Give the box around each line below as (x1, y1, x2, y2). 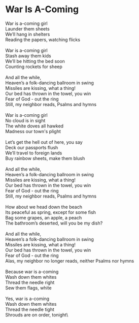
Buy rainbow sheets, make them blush (5, 155, 85, 161)
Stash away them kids (5, 52, 52, 59)
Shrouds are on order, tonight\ (5, 311, 68, 318)
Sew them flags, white (5, 284, 52, 290)
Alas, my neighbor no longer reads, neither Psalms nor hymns (5, 257, 134, 264)
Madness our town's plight (5, 128, 61, 134)
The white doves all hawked (5, 123, 64, 129)
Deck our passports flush (5, 144, 58, 150)
